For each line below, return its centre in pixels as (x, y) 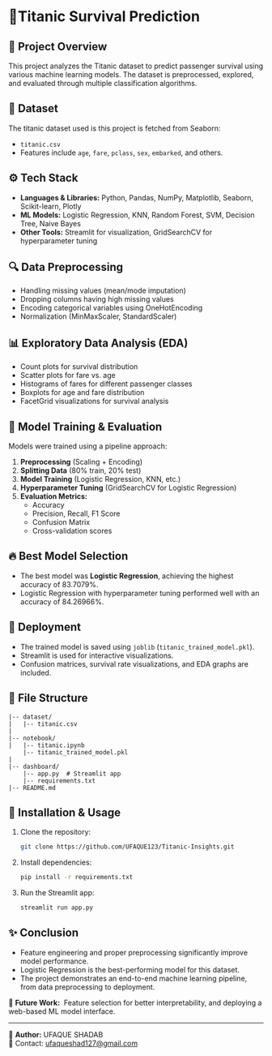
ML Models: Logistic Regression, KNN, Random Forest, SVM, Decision (137, 215)
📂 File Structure (48, 698)
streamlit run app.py (56, 908)
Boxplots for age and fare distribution (82, 393)
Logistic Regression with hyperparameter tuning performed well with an (140, 593)
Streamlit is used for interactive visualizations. (97, 655)
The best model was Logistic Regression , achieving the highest (127, 576)
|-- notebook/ (32, 738)
